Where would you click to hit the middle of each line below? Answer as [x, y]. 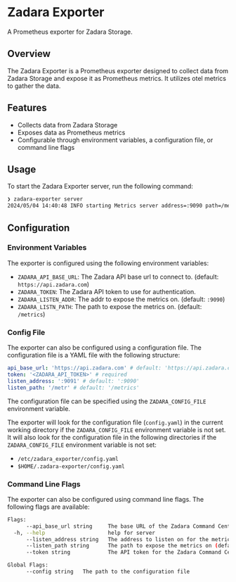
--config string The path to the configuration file [108, 572]
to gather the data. [34, 86]
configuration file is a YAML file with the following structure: [94, 355]
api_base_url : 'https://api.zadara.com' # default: [84, 368]
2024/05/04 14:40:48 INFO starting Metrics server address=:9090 [105, 206]
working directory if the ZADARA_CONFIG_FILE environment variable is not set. [117, 429]
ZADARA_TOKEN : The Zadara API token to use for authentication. [107, 291]
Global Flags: [28, 565]
